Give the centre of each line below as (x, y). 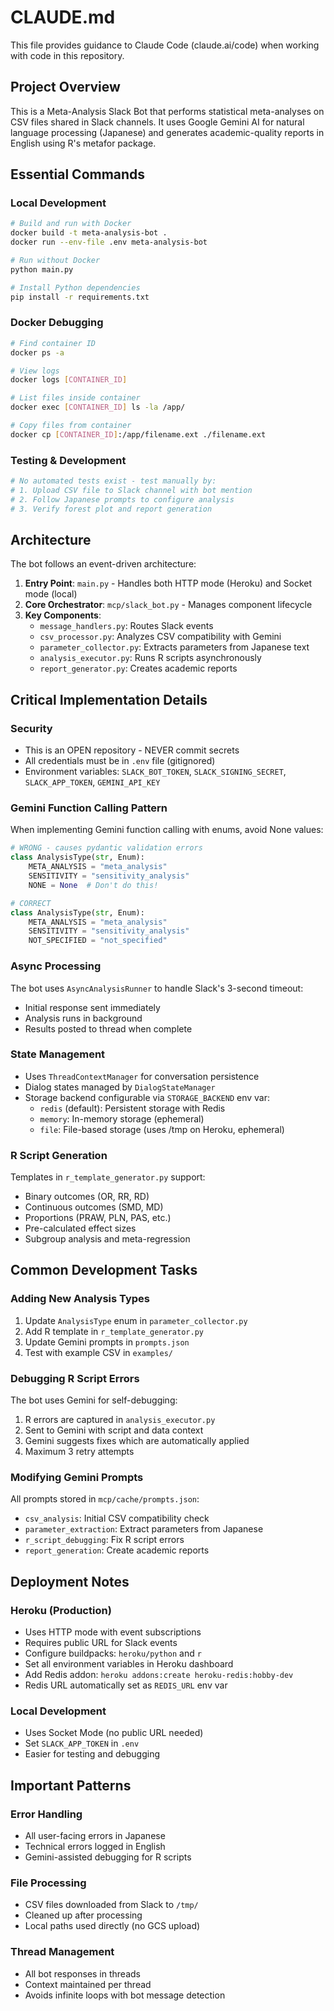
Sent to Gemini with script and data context (114, 1430)
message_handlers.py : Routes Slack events (126, 626)
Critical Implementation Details (109, 699)
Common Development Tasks (104, 1270)
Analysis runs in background (83, 1018)
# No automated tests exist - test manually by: (113, 481)
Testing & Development (68, 460)
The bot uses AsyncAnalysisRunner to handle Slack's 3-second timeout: (157, 988)
